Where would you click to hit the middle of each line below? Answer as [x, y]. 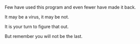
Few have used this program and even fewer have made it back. [70, 7]
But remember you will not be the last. [44, 36]
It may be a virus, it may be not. [37, 17]
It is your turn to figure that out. [37, 26]
